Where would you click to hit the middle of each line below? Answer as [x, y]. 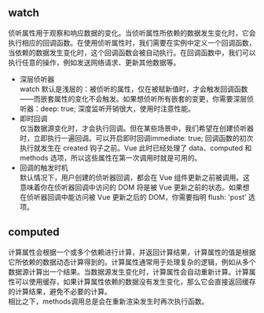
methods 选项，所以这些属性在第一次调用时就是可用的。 [110, 157]
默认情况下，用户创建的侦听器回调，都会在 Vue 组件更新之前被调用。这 [134, 177]
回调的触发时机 [44, 168]
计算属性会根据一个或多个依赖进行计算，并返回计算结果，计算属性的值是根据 [132, 252]
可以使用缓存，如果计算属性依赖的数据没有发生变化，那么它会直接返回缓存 [135, 282]
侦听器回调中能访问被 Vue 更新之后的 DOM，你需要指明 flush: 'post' [136, 197]
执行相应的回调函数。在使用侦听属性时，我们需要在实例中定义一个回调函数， [132, 42]
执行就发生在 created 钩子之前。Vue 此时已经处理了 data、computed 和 [136, 148]
